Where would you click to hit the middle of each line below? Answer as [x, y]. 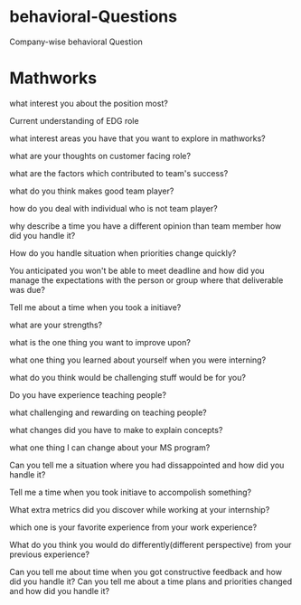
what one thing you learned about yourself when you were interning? [138, 360]
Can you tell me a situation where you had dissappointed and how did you [147, 465]
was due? [27, 289]
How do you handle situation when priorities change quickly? [123, 253]
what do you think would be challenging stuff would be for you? [128, 377]
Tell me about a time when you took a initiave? [95, 307]
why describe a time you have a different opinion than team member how [146, 226]
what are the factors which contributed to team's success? [119, 173]
